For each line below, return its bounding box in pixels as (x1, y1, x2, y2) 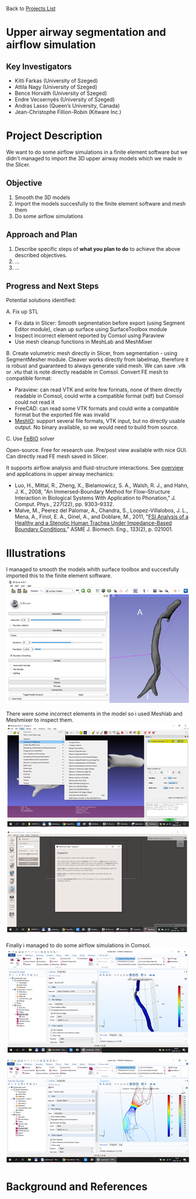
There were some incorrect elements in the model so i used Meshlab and (6, 710, 183, 717)
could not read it (14, 399, 55, 406)
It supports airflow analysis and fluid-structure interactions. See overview (6, 464, 184, 471)
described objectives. (14, 252, 67, 259)
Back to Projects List (6, 5, 56, 12)
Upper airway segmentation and (6, 26, 166, 39)
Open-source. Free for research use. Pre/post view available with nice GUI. (6, 447, 188, 454)
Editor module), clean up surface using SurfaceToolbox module (14, 326, 167, 333)
